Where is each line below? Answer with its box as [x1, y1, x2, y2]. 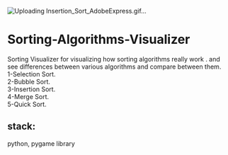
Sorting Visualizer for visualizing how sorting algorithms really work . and [7, 54, 221, 63]
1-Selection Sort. [7, 69, 56, 78]
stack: [7, 120, 36, 132]
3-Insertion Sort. [7, 85, 56, 93]
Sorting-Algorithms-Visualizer [7, 32, 190, 47]
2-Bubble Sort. [7, 77, 51, 86]
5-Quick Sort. [7, 100, 47, 108]
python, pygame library [7, 139, 76, 148]
